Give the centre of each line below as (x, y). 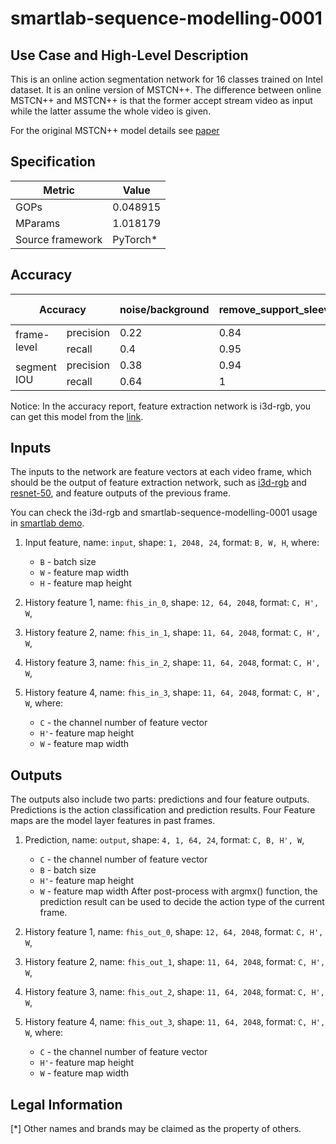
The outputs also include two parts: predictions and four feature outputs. (160, 799)
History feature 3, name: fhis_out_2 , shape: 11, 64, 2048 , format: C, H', (174, 992)
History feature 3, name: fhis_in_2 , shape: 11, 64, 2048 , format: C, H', (172, 663)
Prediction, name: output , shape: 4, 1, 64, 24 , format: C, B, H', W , (164, 840)
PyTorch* (135, 239)
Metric (59, 190)
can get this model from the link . (77, 416)
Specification (53, 162)
